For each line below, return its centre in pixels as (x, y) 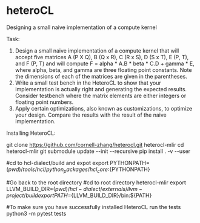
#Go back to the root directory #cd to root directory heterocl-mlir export (96, 183)
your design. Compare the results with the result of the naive (91, 115)
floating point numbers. (44, 102)
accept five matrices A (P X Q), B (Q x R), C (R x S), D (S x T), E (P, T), (102, 57)
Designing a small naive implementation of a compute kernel (82, 27)
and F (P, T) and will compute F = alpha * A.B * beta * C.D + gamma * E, (105, 63)
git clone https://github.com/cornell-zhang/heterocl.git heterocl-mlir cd (95, 144)
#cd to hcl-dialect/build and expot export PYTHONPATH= (78, 163)
